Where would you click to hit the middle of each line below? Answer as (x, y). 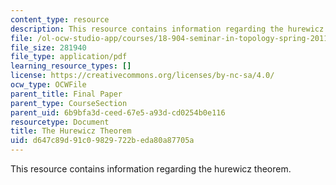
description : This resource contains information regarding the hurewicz (167, 29)
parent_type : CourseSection (69, 103)
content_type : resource (60, 19)
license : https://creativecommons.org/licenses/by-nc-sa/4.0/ (142, 76)
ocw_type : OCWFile (48, 85)
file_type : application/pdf (69, 57)
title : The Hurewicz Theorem (71, 131)
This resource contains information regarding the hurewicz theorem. (151, 169)
